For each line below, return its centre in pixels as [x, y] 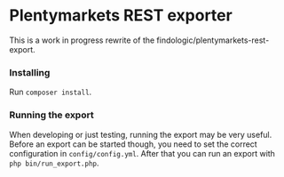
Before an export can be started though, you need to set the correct [133, 144]
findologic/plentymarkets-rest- [213, 40]
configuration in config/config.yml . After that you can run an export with [142, 153]
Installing [30, 72]
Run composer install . [51, 92]
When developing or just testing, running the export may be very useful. [141, 134]
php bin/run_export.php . [54, 163]
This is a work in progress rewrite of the [82, 40]
